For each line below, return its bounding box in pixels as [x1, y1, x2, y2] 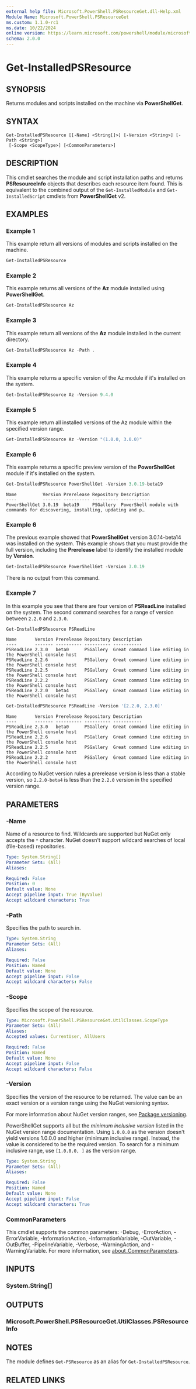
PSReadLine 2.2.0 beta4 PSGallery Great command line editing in [6, 688, 190, 694]
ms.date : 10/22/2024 [6, 25, 57, 31]
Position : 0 [6, 881, 35, 887]
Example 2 [6, 271, 37, 280]
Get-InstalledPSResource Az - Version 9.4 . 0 [6, 391, 114, 398]
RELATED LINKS [6, 1375, 65, 1385]
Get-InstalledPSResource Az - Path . [6, 347, 95, 353]
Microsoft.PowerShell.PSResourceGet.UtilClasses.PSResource [6, 1317, 188, 1325]
